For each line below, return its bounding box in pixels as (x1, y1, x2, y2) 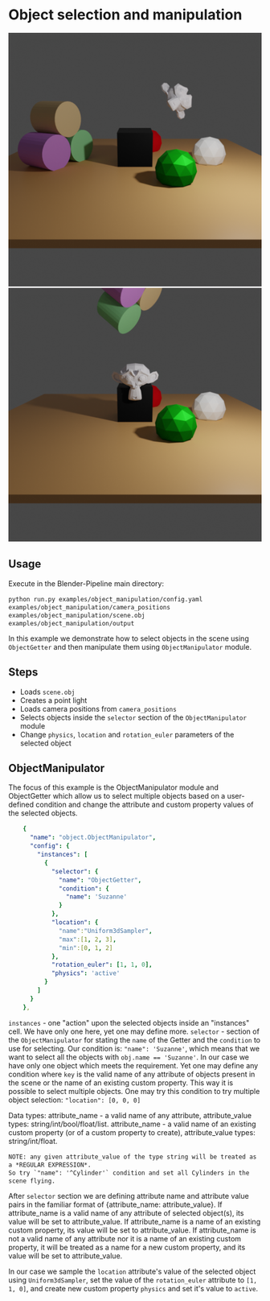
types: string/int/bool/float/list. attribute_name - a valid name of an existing (8, 1119, 256, 1129)
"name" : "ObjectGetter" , (59, 876, 142, 884)
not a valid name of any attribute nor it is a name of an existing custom (8, 1233, 242, 1243)
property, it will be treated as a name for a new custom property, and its (8, 1242, 246, 1252)
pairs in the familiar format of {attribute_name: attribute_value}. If (8, 1200, 223, 1209)
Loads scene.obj (19, 687, 76, 696)
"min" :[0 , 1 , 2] (59, 944, 113, 952)
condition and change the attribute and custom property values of (35, 799, 254, 810)
